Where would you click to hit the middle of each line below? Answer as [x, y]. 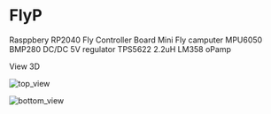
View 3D [25, 66]
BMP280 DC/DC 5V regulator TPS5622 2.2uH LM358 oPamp [120, 49]
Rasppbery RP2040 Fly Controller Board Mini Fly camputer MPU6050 [136, 40]
